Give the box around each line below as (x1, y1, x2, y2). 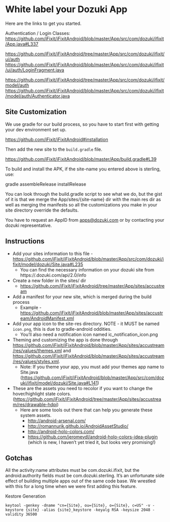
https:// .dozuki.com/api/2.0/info (20, 272, 87, 278)
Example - (20, 304, 42, 310)
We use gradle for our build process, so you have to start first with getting (5, 121, 159, 127)
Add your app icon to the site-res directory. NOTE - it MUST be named (12, 321, 160, 327)
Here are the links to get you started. (5, 20, 82, 26)
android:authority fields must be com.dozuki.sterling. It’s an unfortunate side (5, 473, 164, 479)
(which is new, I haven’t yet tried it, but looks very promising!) (27, 439, 156, 445)
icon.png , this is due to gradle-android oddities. (12, 326, 112, 332)
